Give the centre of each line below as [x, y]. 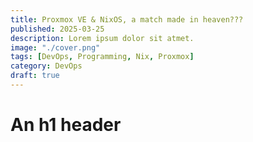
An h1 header [66, 125]
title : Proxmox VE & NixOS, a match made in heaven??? [127, 19]
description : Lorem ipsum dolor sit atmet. [102, 38]
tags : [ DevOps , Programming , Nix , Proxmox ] [102, 57]
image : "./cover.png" [55, 47]
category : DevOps [46, 66]
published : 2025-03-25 [57, 29]
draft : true [35, 76]
